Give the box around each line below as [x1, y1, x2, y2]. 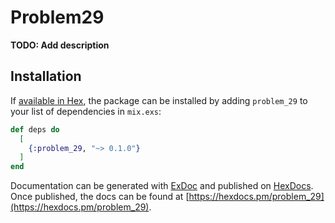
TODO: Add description [10, 39, 110, 51]
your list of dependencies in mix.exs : [10, 105, 162, 117]
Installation [10, 68, 82, 85]
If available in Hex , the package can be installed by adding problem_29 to [10, 94, 308, 106]
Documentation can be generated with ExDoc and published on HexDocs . [10, 180, 314, 192]
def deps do [10, 124, 60, 135]
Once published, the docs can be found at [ [10, 191, 190, 203]
